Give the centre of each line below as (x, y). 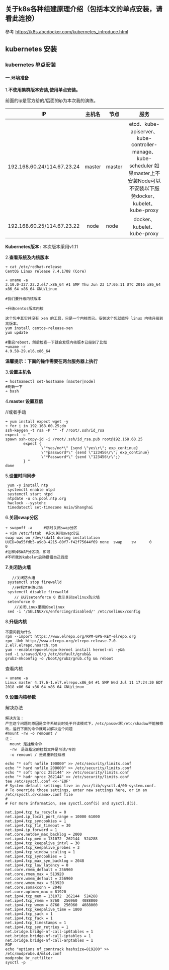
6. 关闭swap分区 (22, 518)
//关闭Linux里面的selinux (39, 607)
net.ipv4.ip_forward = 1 (31, 830)
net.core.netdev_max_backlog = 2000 (44, 835)
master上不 (147, 173)
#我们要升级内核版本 (23, 299)
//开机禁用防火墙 (27, 588)
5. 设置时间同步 (20, 476)
